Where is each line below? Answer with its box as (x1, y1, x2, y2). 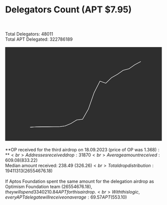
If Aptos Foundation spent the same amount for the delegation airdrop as (5, 178, 154, 185)
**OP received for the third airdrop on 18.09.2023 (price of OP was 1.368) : (5, 147, 160, 153)
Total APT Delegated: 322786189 (5, 36, 73, 42)
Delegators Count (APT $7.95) (5, 4, 132, 15)
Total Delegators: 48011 (5, 31, 53, 37)
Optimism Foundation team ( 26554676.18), (5, 184, 92, 190)
